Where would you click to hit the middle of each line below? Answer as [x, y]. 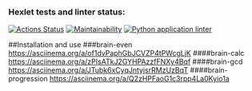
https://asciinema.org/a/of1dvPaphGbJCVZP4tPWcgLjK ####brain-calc [126, 53]
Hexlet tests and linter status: [67, 12]
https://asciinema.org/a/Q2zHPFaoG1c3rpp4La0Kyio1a [139, 79]
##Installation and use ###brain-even [70, 45]
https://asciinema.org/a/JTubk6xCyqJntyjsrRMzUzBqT [98, 70]
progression [28, 79]
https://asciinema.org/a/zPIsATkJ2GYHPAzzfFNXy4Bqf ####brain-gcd [126, 61]
